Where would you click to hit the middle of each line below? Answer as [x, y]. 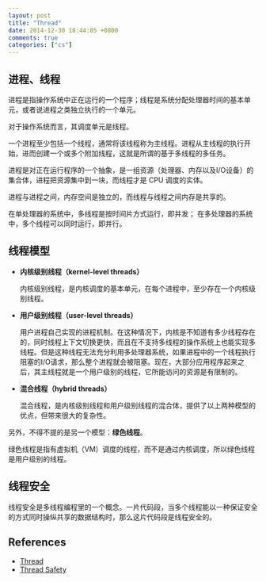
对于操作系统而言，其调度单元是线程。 [70, 126]
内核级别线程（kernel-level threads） [82, 271]
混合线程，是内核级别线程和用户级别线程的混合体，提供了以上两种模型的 [137, 405]
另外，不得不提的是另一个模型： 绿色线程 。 [78, 432]
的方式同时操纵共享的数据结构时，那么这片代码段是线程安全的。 [112, 517]
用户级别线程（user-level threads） [78, 315]
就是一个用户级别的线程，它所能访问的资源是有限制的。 [152, 371]
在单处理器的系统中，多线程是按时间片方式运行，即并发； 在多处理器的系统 [131, 213]
